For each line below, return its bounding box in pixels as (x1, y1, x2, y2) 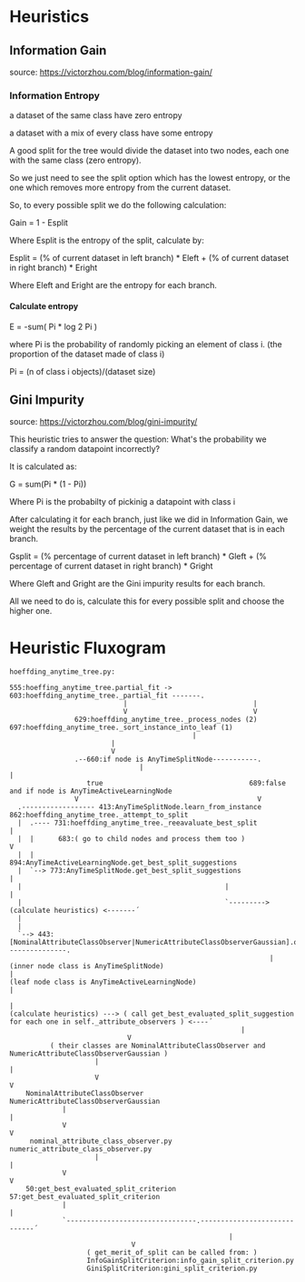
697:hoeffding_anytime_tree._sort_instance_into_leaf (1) (9, 723, 233, 733)
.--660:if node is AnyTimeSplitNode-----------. (74, 755, 261, 765)
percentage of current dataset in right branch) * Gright (9, 561, 213, 572)
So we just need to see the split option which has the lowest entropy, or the (9, 173, 290, 184)
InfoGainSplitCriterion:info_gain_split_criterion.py (86, 1257, 295, 1266)
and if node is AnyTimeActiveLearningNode (9, 786, 172, 796)
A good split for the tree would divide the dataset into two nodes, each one (9, 145, 290, 156)
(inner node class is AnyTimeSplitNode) (9, 962, 165, 971)
